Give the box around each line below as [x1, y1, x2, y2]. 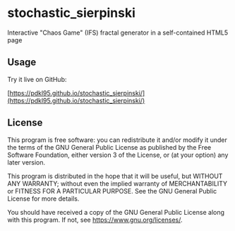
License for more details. [7, 194, 80, 203]
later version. [7, 158, 46, 167]
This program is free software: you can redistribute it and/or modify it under [7, 136, 227, 144]
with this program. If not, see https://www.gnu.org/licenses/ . [7, 215, 183, 224]
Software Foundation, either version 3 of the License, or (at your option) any [7, 150, 229, 159]
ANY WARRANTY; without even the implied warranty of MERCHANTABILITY [7, 179, 228, 188]
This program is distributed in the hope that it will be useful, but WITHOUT [7, 172, 223, 180]
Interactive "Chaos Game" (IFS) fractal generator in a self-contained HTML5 [7, 28, 229, 37]
